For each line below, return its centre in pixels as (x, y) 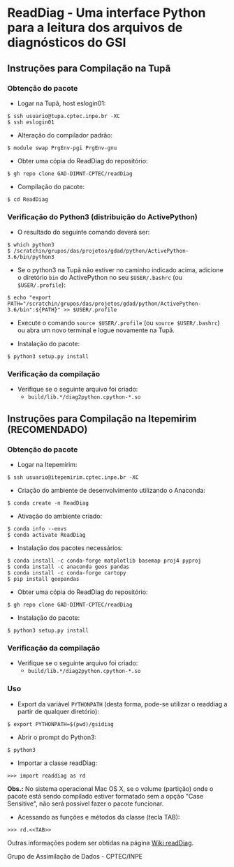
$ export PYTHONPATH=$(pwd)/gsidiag (60, 724)
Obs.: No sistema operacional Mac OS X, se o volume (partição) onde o (110, 788)
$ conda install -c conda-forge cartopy (67, 573)
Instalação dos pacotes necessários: (70, 548)
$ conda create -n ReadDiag (48, 503)
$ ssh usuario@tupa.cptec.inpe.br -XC (64, 116)
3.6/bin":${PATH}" (34, 310)
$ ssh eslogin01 (31, 122)
